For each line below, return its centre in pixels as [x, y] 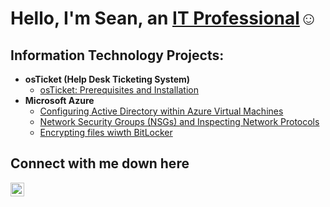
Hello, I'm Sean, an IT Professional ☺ [164, 18]
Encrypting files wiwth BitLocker [106, 132]
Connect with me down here [100, 163]
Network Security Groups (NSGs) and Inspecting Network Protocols [179, 121]
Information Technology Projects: [117, 55]
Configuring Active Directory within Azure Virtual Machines [161, 111]
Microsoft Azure [59, 100]
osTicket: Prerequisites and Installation [119, 90]
